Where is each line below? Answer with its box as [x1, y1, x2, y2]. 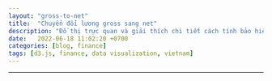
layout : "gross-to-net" [8, 11, 89, 20]
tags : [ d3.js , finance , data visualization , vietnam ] [8, 49, 194, 58]
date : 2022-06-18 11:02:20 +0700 [8, 34, 129, 43]
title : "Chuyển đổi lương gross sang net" [8, 19, 158, 28]
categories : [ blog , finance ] [8, 42, 107, 50]
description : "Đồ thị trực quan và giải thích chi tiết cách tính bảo [8, 27, 252, 35]
